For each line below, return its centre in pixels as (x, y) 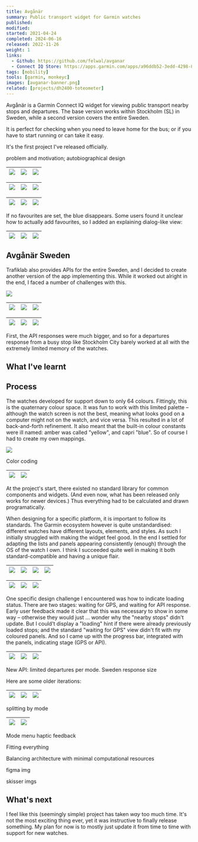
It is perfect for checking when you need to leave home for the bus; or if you (99, 129)
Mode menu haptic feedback (41, 735)
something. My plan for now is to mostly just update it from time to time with (98, 827)
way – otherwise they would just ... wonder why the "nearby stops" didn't (95, 617)
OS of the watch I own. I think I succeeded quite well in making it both (91, 550)
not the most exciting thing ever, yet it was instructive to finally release (92, 820)
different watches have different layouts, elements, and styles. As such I (93, 531)
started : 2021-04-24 (32, 34)
